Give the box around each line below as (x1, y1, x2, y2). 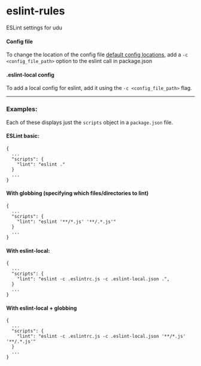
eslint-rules (6, 4, 65, 18)
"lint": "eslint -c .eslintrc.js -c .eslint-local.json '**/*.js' (17, 334, 186, 340)
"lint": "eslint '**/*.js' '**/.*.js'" (17, 219, 117, 225)
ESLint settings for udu (6, 24, 63, 31)
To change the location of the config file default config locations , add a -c (6, 51, 188, 58)
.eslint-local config (6, 71, 55, 78)
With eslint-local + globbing (6, 304, 77, 311)
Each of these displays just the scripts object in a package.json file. (6, 119, 173, 126)
